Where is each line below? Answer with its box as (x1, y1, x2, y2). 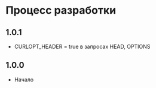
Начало (14, 76, 34, 83)
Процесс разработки (5, 4, 117, 17)
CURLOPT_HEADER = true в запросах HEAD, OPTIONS (14, 43, 151, 50)
